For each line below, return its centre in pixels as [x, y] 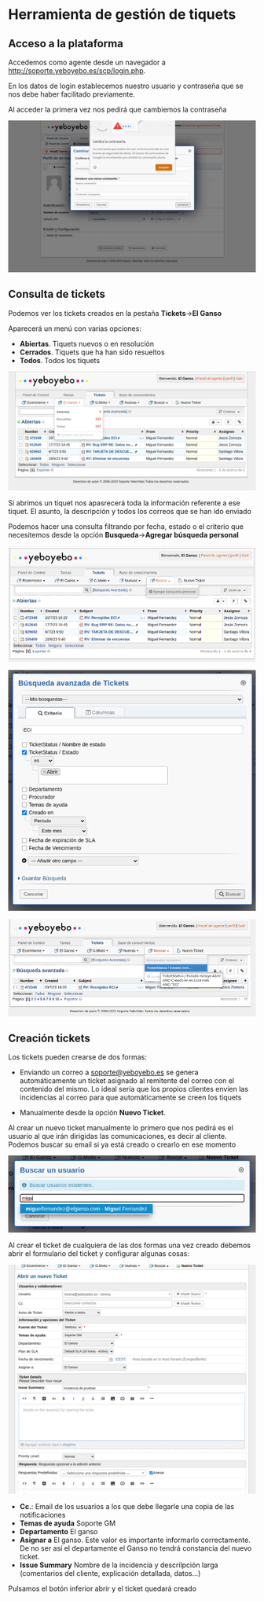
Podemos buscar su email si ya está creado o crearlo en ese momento [122, 1144]
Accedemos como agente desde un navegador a [87, 62]
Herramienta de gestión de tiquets [122, 15]
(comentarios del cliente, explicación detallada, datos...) [110, 1573]
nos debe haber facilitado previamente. [71, 94]
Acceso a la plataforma [66, 44]
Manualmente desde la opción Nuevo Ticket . [93, 1113]
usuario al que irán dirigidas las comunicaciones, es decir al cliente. [117, 1136]
